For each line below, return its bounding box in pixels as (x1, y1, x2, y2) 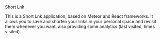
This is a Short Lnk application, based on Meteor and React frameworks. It (5, 13, 153, 19)
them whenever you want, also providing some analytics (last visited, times (5, 24, 155, 29)
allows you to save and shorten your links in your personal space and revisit (5, 19, 157, 24)
